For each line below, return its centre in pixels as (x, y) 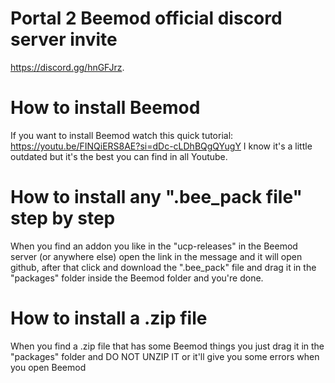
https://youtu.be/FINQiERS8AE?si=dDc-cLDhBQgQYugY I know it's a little (161, 146)
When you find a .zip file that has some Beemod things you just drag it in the (167, 346)
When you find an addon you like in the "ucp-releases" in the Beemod (154, 246)
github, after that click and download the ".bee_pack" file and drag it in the (163, 267)
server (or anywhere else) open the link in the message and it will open (156, 256)
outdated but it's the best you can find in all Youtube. (119, 156)
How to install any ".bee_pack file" (156, 197)
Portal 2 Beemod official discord (146, 18)
